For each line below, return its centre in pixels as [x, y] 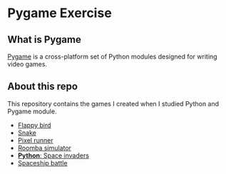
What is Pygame [45, 40]
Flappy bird [34, 125]
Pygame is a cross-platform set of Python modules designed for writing [112, 56]
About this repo [43, 87]
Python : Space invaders [53, 155]
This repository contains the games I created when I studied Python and [113, 103]
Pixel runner [35, 140]
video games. [27, 64]
